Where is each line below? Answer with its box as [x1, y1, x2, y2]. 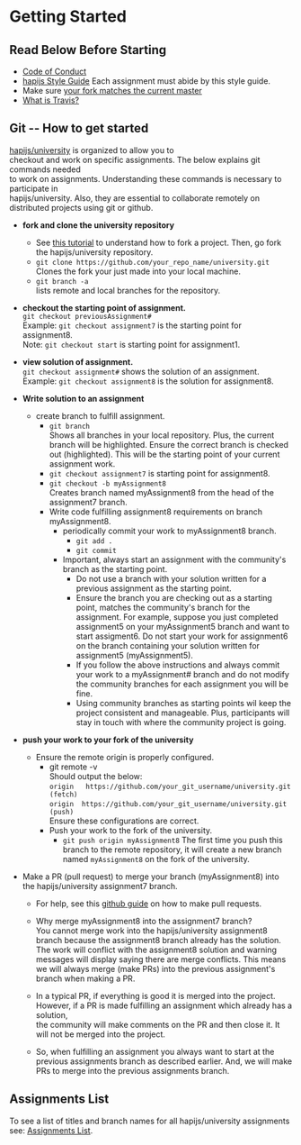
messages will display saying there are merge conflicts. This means [35, 953, 287, 965]
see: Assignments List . [9, 1124, 93, 1136]
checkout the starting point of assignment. [22, 302, 186, 313]
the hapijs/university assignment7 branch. [22, 880, 178, 891]
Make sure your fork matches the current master [22, 86, 202, 95]
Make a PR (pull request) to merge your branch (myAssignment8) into [22, 871, 280, 882]
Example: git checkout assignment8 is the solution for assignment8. [22, 376, 274, 386]
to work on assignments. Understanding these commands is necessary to [9, 173, 282, 184]
